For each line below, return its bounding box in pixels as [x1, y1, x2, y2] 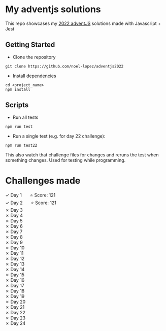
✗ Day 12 [5, 255, 25, 261]
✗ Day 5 [5, 217, 23, 224]
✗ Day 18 [5, 288, 25, 294]
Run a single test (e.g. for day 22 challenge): [12, 133, 106, 139]
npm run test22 [5, 143, 38, 148]
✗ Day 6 [5, 223, 23, 229]
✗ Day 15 [5, 272, 24, 278]
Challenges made [5, 175, 81, 186]
